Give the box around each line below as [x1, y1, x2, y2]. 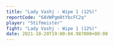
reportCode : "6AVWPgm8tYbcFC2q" [6, 14, 87, 20]
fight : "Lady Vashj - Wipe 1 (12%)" [6, 25, 97, 32]
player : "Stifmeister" [6, 20, 63, 26]
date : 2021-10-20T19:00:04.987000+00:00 [6, 31, 109, 37]
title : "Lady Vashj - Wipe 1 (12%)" [6, 8, 97, 15]
